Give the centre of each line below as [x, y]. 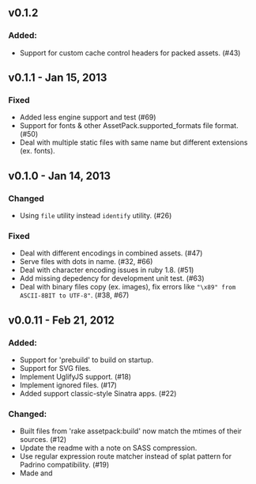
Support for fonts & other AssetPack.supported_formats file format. [129, 126]
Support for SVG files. [55, 369]
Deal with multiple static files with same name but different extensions [134, 142]
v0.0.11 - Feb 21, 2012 [61, 320]
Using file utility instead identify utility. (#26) [96, 216]
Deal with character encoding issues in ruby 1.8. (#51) [107, 270]
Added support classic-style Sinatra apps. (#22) [98, 394]
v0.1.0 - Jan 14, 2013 [60, 176]
